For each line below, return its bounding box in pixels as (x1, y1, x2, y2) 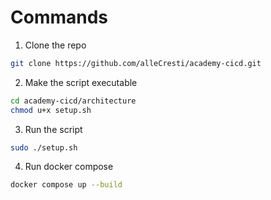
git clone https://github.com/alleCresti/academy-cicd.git (10, 58, 262, 68)
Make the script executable (24, 76, 138, 88)
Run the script (24, 123, 83, 135)
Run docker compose (24, 161, 114, 173)
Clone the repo (24, 39, 87, 51)
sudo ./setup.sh (10, 142, 78, 153)
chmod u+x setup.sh (10, 105, 92, 115)
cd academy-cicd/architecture (10, 96, 137, 106)
